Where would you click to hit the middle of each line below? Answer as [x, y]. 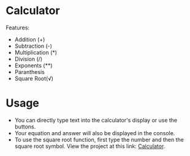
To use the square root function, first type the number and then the [99, 139]
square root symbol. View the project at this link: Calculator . [90, 146]
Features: [18, 28]
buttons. [25, 127]
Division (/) [28, 59]
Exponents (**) [33, 65]
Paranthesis [30, 72]
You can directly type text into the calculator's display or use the [96, 120]
